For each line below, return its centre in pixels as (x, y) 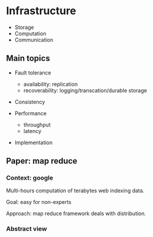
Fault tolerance (33, 73)
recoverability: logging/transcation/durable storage (85, 90)
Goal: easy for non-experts (39, 202)
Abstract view (26, 229)
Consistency (30, 102)
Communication (34, 40)
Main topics (28, 58)
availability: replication (51, 84)
